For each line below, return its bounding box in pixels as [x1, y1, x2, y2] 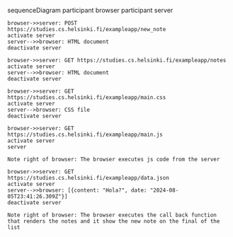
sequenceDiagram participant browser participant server [7, 6, 174, 14]
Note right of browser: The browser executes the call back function [7, 212, 217, 219]
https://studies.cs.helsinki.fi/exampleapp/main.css [7, 94, 166, 101]
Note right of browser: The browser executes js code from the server [7, 156, 220, 163]
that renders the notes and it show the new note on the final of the [7, 218, 220, 225]
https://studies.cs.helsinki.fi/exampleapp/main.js [7, 131, 163, 138]
